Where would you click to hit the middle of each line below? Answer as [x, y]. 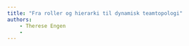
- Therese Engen [43, 26]
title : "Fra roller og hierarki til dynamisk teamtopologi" [95, 13]
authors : [20, 20]
